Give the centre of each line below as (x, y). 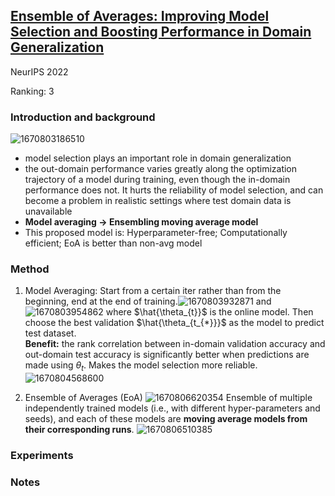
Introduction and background (83, 117)
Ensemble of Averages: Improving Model (140, 16)
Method (30, 269)
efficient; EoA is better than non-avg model (113, 243)
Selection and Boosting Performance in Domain (161, 32)
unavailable (48, 211)
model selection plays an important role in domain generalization (158, 158)
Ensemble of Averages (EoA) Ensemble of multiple (168, 398)
